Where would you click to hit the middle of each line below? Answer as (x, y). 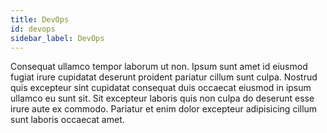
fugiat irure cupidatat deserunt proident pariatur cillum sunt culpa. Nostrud (164, 77)
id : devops (33, 29)
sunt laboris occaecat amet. (67, 120)
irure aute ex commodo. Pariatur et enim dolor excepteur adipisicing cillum (164, 109)
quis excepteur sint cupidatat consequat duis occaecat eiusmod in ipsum (161, 88)
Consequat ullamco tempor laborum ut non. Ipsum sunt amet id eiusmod (159, 67)
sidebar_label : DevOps (57, 38)
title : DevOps (40, 19)
